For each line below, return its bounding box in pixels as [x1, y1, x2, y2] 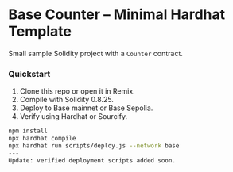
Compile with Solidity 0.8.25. [19, 95, 114, 105]
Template [8, 22, 72, 40]
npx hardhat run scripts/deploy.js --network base [8, 141, 180, 150]
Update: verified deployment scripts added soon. [8, 156, 177, 164]
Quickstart [8, 68, 51, 79]
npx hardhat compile [8, 135, 77, 143]
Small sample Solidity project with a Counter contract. [8, 48, 183, 58]
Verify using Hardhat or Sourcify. [19, 112, 128, 121]
